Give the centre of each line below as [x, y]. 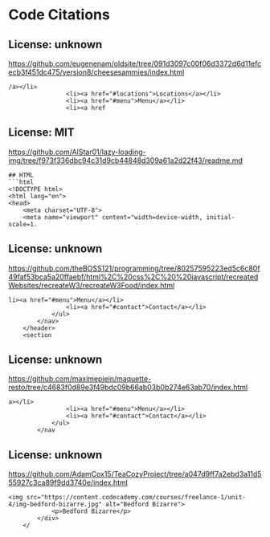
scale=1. [23, 224]
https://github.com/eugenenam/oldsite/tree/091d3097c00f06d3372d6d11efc [135, 63]
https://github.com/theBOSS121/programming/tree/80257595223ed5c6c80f [134, 268]
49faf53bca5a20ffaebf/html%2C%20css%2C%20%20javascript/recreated [133, 277]
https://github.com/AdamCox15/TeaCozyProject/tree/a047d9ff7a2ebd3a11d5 [135, 474]
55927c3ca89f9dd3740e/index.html [68, 482]
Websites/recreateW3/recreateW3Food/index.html [92, 285]
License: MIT [41, 133]
